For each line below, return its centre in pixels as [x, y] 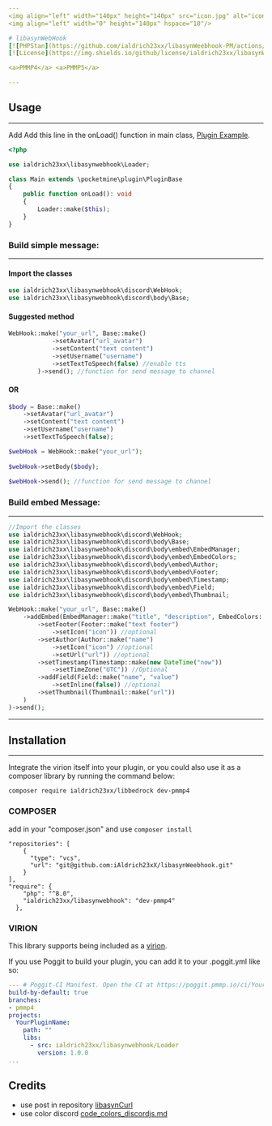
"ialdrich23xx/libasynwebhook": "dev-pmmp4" [99, 900]
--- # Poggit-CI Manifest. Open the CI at [81, 985]
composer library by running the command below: [92, 776]
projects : [25, 1015]
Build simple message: [54, 245]
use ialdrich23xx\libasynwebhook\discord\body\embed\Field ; [112, 587]
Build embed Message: [55, 502]
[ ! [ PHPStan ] [28, 45]
